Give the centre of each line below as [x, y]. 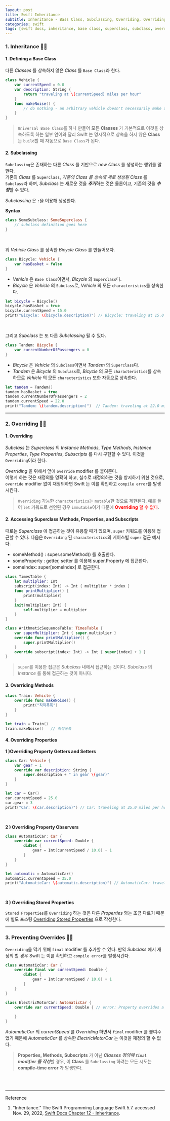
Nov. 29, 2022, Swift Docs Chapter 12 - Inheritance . [66, 1113]
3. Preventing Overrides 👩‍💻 [39, 938]
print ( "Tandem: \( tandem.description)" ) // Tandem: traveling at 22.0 [82, 406]
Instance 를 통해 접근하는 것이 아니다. [55, 673]
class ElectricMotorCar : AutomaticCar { [49, 1002]
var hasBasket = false [38, 264]
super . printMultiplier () [50, 642]
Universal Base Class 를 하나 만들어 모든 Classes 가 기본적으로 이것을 [88, 128]
